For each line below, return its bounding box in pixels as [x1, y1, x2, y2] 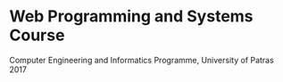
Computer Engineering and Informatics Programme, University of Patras [9, 54, 274, 65]
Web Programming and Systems [9, 6, 254, 27]
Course [9, 25, 65, 45]
